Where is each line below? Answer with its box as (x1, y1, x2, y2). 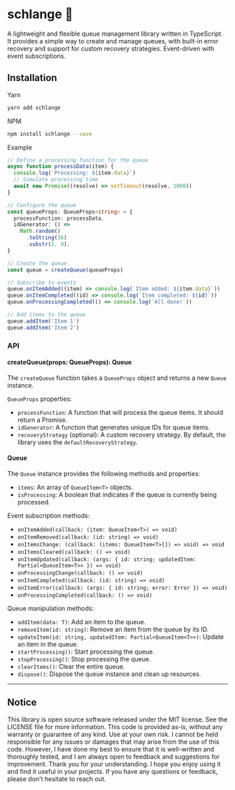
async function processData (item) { (7, 163, 114, 170)
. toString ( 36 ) (25, 234, 68, 241)
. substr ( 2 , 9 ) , (25, 241, 71, 248)
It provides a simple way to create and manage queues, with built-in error (7, 36, 219, 45)
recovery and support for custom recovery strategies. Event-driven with (7, 44, 215, 52)
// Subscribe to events (7, 279, 77, 286)
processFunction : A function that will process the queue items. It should (17, 408, 224, 416)
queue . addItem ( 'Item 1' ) (7, 318, 80, 325)
